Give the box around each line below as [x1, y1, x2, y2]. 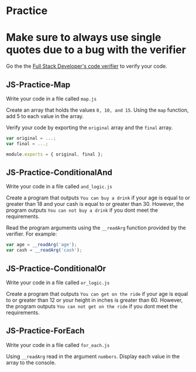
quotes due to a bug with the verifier [6, 43, 186, 57]
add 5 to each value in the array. [6, 112, 84, 119]
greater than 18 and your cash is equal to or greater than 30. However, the [6, 201, 184, 208]
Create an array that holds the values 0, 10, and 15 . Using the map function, [6, 106, 189, 113]
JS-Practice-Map [6, 80, 71, 89]
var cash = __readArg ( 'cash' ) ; [6, 247, 82, 253]
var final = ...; [6, 140, 49, 147]
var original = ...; [6, 135, 57, 141]
